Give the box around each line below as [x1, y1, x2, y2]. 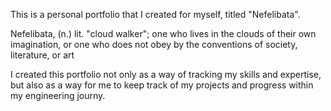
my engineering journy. [10, 90, 106, 101]
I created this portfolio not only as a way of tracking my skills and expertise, [10, 69, 322, 80]
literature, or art [10, 49, 75, 61]
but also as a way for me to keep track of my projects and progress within [10, 79, 314, 91]
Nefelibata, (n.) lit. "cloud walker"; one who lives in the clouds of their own [10, 28, 317, 39]
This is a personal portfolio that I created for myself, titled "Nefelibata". [10, 9, 301, 20]
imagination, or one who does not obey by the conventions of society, [10, 39, 298, 50]
